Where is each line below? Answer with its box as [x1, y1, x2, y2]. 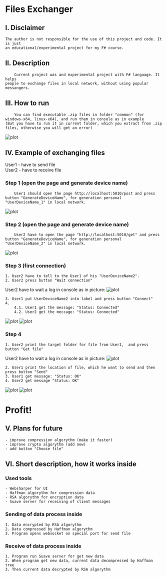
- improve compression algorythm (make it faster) [5, 437, 113, 442]
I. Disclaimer [5, 23, 45, 32]
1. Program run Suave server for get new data [5, 553, 104, 558]
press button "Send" [5, 369, 48, 374]
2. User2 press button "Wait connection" [5, 278, 93, 283]
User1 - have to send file [5, 161, 56, 168]
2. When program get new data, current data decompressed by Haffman [5, 558, 153, 563]
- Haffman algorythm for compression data [5, 490, 95, 495]
